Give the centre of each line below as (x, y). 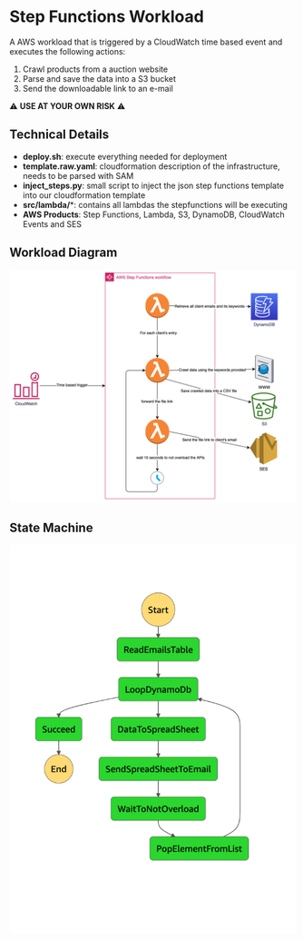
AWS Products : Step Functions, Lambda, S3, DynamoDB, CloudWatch (154, 214)
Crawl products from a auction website (95, 69)
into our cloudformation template (84, 195)
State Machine (51, 528)
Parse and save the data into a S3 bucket (99, 78)
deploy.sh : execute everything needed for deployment (125, 156)
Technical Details (59, 135)
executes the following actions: (68, 51)
